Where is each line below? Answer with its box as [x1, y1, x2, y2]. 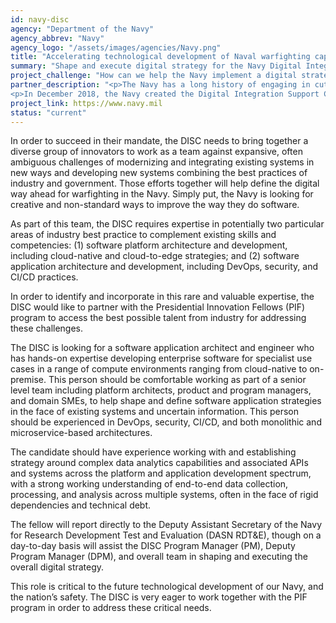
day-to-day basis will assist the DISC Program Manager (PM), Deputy [10, 540, 296, 552]
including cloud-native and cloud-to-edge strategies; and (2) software [10, 250, 300, 262]
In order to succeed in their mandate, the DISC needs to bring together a [10, 135, 309, 147]
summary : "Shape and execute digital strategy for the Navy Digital [10, 61, 302, 71]
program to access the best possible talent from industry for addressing [10, 312, 307, 324]
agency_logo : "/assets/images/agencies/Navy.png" [10, 42, 222, 53]
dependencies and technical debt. [10, 499, 152, 511]
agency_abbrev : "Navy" [10, 33, 105, 43]
